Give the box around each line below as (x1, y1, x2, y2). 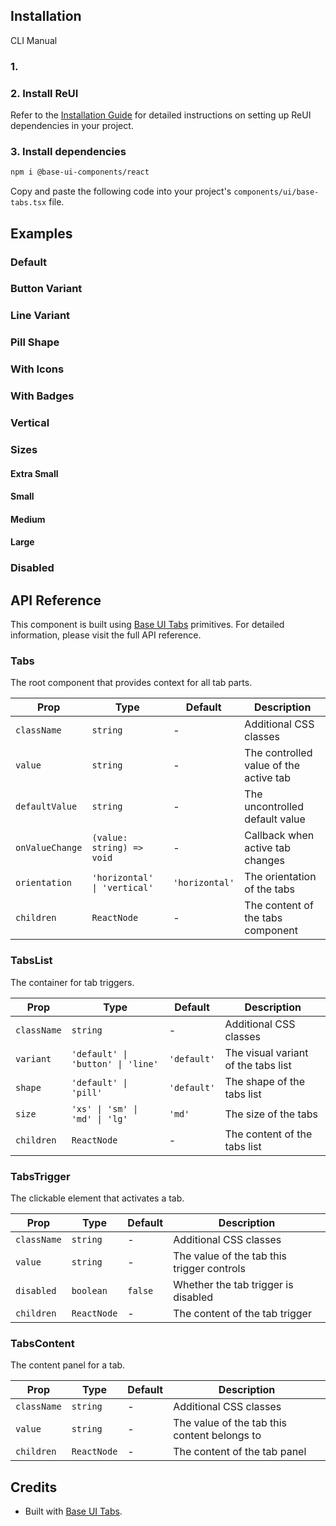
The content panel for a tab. (10, 1359, 126, 1371)
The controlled (244, 746, 313, 760)
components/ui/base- (233, 187, 320, 198)
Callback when (244, 829, 315, 843)
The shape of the (224, 1074, 305, 1088)
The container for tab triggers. (10, 976, 135, 988)
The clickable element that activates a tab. (10, 1192, 185, 1204)
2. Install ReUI (10, 86, 79, 100)
